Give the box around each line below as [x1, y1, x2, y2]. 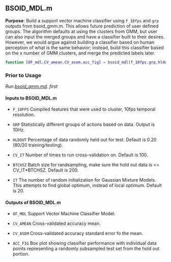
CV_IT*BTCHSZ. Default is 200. [12, 167, 79, 173]
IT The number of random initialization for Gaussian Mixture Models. [12, 177, 156, 183]
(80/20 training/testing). [12, 142, 64, 148]
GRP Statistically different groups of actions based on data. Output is [12, 121, 155, 127]
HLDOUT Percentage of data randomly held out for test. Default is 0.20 [12, 137, 157, 143]
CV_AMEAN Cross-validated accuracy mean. [12, 220, 101, 226]
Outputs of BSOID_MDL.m [5, 199, 61, 205]
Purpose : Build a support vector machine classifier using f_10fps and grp [5, 17, 159, 23]
